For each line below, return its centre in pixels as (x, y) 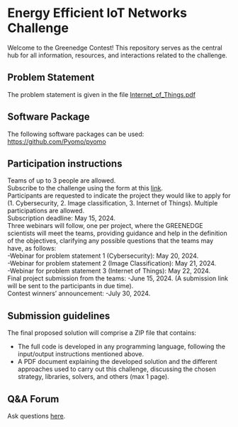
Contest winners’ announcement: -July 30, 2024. (79, 294)
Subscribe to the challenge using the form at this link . (85, 188)
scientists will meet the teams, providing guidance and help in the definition (118, 233)
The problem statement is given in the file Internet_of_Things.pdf (102, 94)
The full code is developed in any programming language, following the (121, 347)
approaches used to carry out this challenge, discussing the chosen (117, 369)
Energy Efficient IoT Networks (97, 13)
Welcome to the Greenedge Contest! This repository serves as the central (115, 47)
